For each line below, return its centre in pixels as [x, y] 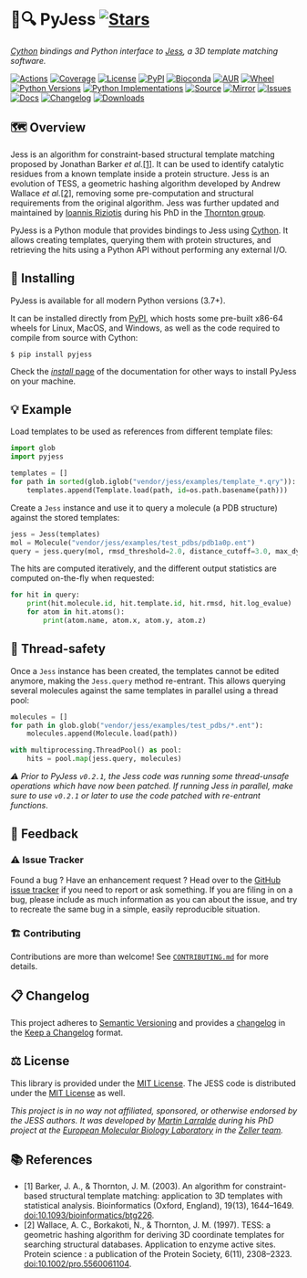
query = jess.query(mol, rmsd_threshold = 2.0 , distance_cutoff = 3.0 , [141, 551]
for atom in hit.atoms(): [76, 612]
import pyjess [37, 457]
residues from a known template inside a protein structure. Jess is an [140, 174]
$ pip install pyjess [51, 354]
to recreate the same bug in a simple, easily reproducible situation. [135, 909]
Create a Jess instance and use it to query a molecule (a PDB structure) [144, 507]
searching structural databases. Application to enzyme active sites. [149, 1244]
